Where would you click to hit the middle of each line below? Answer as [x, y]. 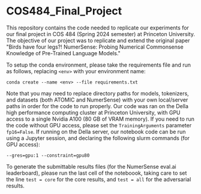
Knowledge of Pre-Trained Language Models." [64, 53]
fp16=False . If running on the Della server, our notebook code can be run [96, 132]
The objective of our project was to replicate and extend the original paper [98, 40]
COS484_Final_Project [64, 11]
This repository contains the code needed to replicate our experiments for [97, 28]
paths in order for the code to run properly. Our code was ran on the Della [97, 106]
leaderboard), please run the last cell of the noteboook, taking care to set [97, 173]
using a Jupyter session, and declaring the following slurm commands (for [98, 138]
